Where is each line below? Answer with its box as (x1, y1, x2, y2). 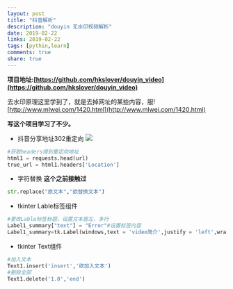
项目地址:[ (7, 75, 36, 83)
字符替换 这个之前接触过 (17, 174, 87, 183)
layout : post (7, 10, 45, 17)
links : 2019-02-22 (7, 36, 61, 43)
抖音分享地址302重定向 (17, 134, 84, 142)
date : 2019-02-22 (7, 29, 58, 37)
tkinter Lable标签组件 (17, 202, 78, 210)
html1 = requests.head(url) (7, 154, 89, 162)
